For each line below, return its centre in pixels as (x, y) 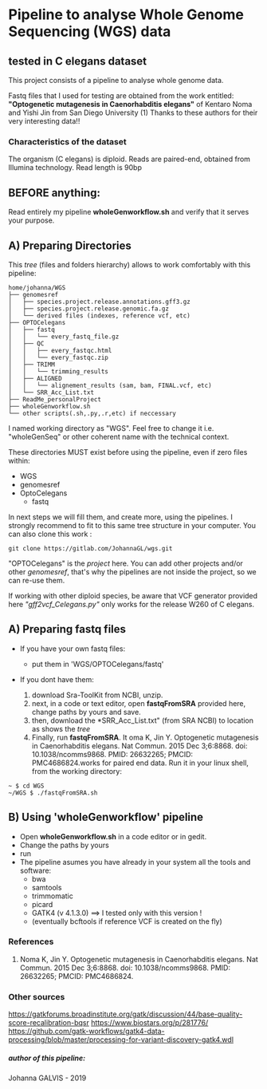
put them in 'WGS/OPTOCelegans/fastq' (98, 664)
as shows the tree (61, 728)
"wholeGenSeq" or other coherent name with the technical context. (119, 436)
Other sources (37, 996)
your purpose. (31, 220)
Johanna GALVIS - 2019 (47, 1078)
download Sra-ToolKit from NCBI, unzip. (97, 695)
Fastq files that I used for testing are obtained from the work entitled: (121, 96)
